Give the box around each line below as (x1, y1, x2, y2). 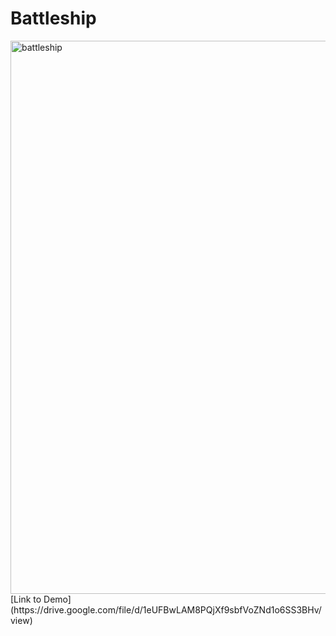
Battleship (10, 7, 97, 30)
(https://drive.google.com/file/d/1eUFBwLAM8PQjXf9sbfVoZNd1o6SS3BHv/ (10, 603, 322, 616)
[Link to (10, 593, 42, 605)
